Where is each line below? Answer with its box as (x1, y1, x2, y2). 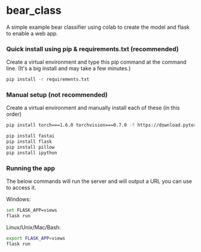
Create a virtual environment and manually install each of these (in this (6, 104, 180, 112)
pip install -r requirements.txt (6, 76, 90, 83)
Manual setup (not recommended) (6, 91, 108, 99)
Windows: (6, 196, 31, 203)
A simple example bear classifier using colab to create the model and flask (6, 23, 190, 31)
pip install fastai (6, 133, 55, 139)
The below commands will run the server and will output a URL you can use (6, 178, 193, 185)
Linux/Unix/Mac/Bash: (6, 223, 61, 231)
